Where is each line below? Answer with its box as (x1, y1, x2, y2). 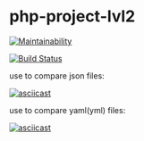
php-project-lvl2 (9, 6, 136, 27)
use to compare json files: (9, 70, 105, 81)
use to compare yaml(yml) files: (9, 104, 126, 115)
